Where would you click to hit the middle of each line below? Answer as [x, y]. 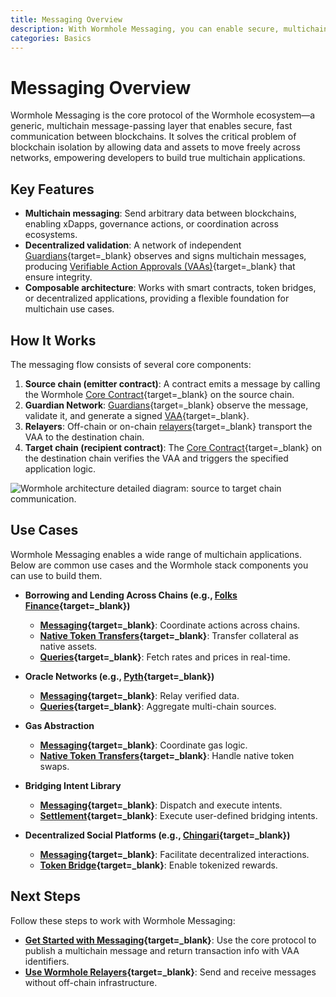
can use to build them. [56, 575]
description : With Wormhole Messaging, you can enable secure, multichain [169, 29]
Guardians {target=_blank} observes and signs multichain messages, [165, 256]
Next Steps [45, 896]
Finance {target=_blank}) [77, 605]
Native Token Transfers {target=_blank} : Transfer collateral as [169, 635]
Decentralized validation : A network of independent [133, 245]
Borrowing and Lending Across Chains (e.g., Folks [131, 595]
